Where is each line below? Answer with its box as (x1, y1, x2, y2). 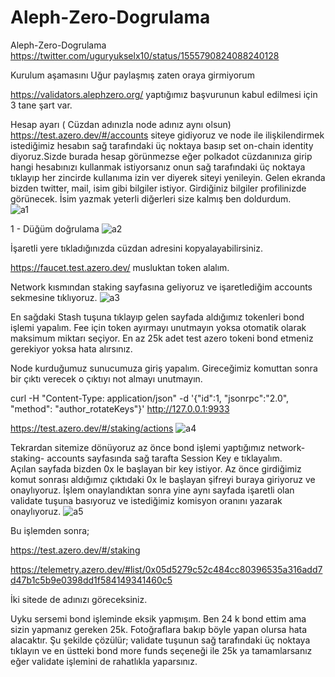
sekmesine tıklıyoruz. (10, 291, 98, 303)
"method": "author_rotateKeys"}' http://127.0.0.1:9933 (10, 402, 230, 415)
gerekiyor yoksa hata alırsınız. (10, 342, 133, 355)
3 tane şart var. (10, 99, 73, 111)
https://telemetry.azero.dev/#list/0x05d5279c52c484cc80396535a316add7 (10, 563, 323, 575)
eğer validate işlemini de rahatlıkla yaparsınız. (10, 655, 198, 667)
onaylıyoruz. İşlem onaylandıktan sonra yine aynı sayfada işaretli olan (10, 484, 295, 496)
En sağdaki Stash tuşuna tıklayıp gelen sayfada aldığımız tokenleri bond (10, 311, 305, 323)
